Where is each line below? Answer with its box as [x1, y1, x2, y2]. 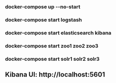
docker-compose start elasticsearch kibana [5, 29, 112, 36]
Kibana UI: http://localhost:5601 [5, 70, 105, 79]
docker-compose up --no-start [5, 3, 81, 10]
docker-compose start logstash [5, 16, 82, 23]
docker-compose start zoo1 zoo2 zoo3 [5, 42, 99, 49]
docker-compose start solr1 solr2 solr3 [5, 55, 100, 62]
